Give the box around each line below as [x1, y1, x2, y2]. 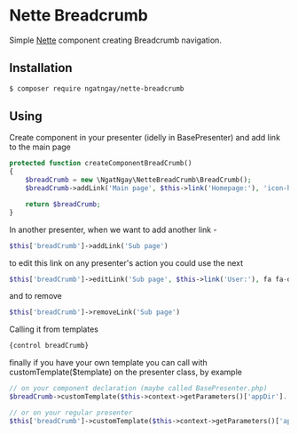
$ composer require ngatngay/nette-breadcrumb [9, 84, 184, 93]
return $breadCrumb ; [25, 199, 101, 209]
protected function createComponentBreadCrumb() [9, 159, 192, 168]
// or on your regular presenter [9, 408, 133, 417]
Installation [9, 60, 73, 76]
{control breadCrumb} [9, 342, 90, 350]
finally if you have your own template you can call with [9, 358, 208, 368]
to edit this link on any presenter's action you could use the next [9, 257, 244, 268]
